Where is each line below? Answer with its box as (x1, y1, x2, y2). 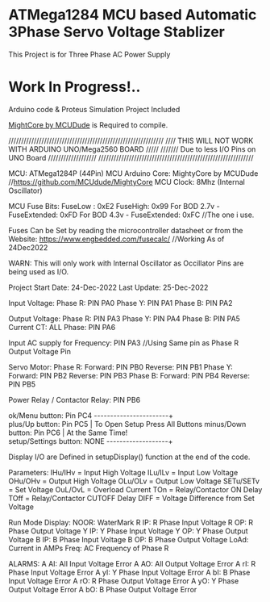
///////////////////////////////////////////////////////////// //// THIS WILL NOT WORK (8, 136, 254, 145)
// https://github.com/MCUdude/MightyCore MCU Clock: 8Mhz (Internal (8, 177, 246, 186)
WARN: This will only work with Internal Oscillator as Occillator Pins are (8, 258, 244, 268)
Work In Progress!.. (8, 78, 141, 96)
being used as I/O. (8, 266, 69, 276)
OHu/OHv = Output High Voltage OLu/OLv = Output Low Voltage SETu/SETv (8, 476, 260, 486)
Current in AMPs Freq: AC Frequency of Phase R (8, 543, 169, 553)
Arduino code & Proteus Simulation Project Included (8, 104, 181, 114)
